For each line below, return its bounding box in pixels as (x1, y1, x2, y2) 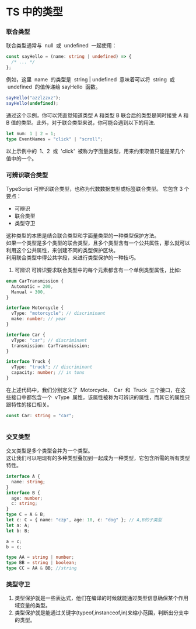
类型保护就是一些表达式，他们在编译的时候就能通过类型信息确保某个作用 (14, 594, 188, 601)
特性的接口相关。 (10, 401, 52, 408)
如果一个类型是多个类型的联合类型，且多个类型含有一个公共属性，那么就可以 (6, 239, 190, 246)
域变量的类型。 (14, 602, 51, 609)
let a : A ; (6, 522, 30, 528)
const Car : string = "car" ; (6, 413, 75, 418)
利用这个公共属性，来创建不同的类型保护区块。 (6, 246, 118, 253)
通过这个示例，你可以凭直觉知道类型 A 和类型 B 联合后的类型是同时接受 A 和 (6, 112, 189, 119)
